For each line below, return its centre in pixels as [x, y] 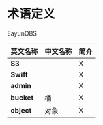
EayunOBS [22, 33]
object [21, 110]
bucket [22, 98]
